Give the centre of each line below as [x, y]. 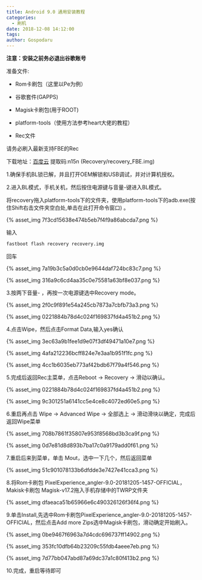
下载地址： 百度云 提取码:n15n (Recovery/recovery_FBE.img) [80, 161]
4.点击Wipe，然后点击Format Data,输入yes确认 [65, 329]
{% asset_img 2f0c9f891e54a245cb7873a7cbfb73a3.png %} [82, 305]
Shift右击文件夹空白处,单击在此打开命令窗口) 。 [70, 208]
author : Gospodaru [29, 40]
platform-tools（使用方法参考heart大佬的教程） [74, 123]
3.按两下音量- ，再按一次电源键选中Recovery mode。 [73, 293]
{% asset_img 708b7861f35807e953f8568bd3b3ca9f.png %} [83, 433]
